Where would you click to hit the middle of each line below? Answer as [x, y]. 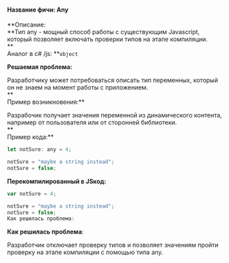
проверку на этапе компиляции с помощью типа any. [85, 252]
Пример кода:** [30, 137]
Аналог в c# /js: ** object [43, 54]
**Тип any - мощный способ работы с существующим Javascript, [104, 32]
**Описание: [26, 25]
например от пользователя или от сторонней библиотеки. [92, 122]
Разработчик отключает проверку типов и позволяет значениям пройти [113, 245]
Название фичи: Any [38, 10]
